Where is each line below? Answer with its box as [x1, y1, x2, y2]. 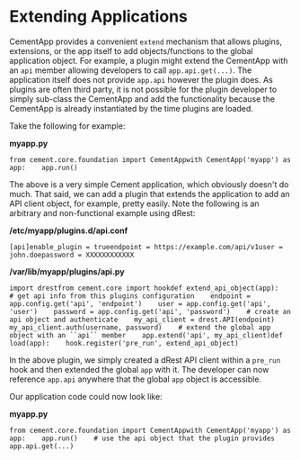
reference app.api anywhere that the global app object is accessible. [9, 374, 262, 384]
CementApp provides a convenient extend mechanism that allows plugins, [9, 36, 283, 47]
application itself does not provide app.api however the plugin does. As [9, 74, 274, 85]
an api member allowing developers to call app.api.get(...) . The [9, 65, 252, 76]
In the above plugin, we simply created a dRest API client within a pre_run [9, 354, 281, 365]
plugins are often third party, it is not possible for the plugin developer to [9, 84, 278, 95]
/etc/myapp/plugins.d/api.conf [9, 225, 128, 236]
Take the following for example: [9, 120, 126, 131]
